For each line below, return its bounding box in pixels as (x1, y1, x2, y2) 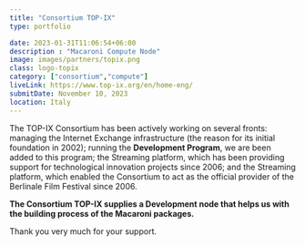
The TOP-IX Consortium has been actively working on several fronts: (9, 122, 268, 133)
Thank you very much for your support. (9, 225, 158, 237)
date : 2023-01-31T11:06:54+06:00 (9, 38, 137, 47)
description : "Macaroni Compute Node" (9, 46, 161, 56)
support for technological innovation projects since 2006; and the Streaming (9, 161, 296, 172)
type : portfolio (9, 22, 71, 31)
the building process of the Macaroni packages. (9, 208, 195, 219)
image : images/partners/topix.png (9, 56, 141, 65)
